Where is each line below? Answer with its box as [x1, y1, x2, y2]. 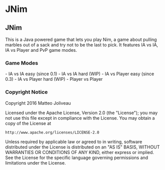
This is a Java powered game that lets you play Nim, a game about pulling [5, 36, 157, 42]
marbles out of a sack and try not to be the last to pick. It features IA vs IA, [5, 42, 158, 48]
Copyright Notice [5, 89, 48, 96]
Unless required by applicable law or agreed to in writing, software [5, 139, 142, 145]
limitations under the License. [5, 160, 66, 166]
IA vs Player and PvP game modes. [5, 47, 77, 53]
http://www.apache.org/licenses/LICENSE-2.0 [5, 130, 99, 135]
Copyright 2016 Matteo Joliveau [5, 100, 71, 106]
